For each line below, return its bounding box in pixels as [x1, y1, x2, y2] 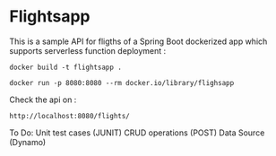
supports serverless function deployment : [9, 45, 167, 56]
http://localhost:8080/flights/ [9, 111, 130, 120]
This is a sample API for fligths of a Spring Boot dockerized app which [9, 36, 268, 47]
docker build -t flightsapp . [9, 63, 123, 72]
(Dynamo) [9, 136, 47, 147]
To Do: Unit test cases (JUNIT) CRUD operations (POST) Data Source [9, 127, 265, 138]
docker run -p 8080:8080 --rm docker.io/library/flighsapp [9, 78, 235, 87]
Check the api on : [9, 94, 77, 105]
